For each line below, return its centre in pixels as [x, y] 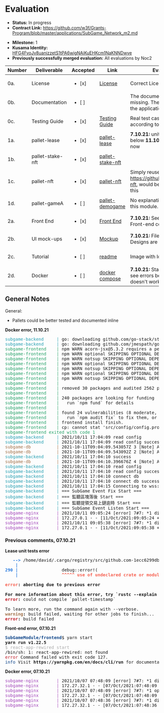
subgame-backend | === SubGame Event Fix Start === [73, 491]
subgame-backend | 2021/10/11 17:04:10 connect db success [82, 481]
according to [145, 124]
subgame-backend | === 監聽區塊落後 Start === [64, 497]
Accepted [83, 70]
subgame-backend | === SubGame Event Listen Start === [77, 508]
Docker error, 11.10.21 [27, 330]
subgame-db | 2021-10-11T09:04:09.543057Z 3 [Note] [80, 447]
